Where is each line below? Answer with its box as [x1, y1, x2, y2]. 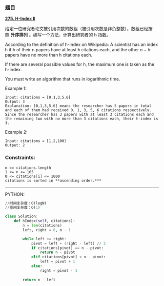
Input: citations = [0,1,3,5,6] [5, 95, 71, 100]
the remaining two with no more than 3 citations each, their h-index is [5, 116, 159, 122]
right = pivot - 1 [40, 268, 78, 273]
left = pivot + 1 [40, 259, 76, 264]
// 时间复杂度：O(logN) [5, 201, 47, 205]
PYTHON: [5, 191, 25, 197]
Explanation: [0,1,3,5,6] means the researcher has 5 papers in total [5, 103, 152, 108]
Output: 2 [5, 143, 25, 148]
